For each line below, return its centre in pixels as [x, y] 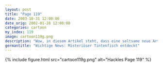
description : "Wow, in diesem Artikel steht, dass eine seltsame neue [78, 41]
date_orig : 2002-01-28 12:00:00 [38, 23]
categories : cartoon [26, 28]
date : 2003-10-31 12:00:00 [32, 18]
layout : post [18, 9]
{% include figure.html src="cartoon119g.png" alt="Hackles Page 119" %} [78, 59]
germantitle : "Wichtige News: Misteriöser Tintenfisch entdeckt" [72, 46]
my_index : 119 [19, 32]
